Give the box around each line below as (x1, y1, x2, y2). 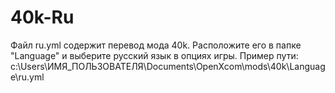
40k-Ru (10, 6, 75, 29)
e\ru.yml (10, 71, 45, 83)
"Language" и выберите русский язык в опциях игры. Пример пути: (10, 49, 299, 61)
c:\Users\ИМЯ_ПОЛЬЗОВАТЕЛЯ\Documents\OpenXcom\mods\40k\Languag (10, 60, 326, 72)
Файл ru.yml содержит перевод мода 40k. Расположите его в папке (10, 39, 302, 51)
